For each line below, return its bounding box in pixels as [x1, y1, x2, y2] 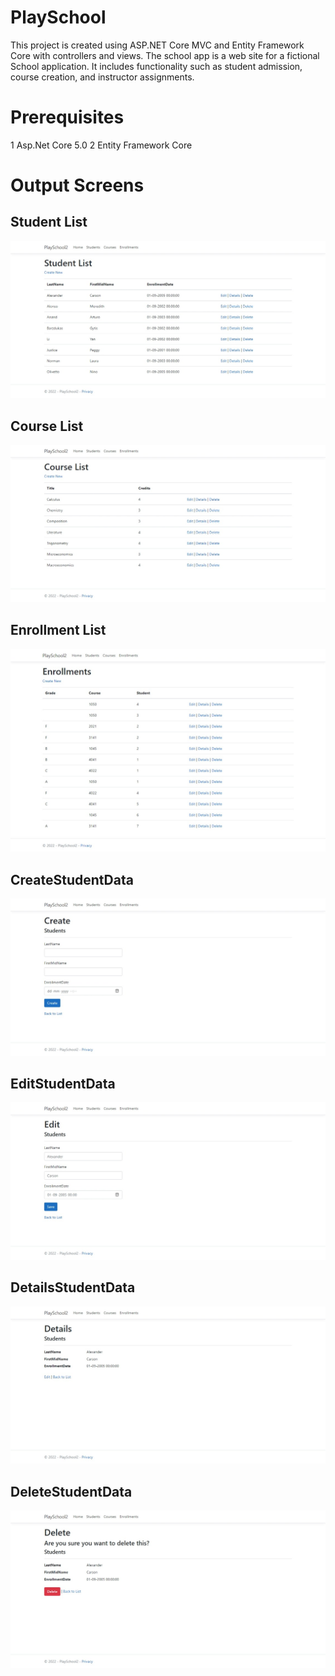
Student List [10, 214, 88, 231]
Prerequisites [10, 106, 125, 129]
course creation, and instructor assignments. [10, 71, 195, 83]
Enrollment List [10, 622, 107, 639]
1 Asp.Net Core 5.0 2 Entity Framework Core [10, 139, 193, 151]
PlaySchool [10, 6, 107, 29]
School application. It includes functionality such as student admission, [10, 60, 303, 72]
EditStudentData [10, 1076, 116, 1093]
